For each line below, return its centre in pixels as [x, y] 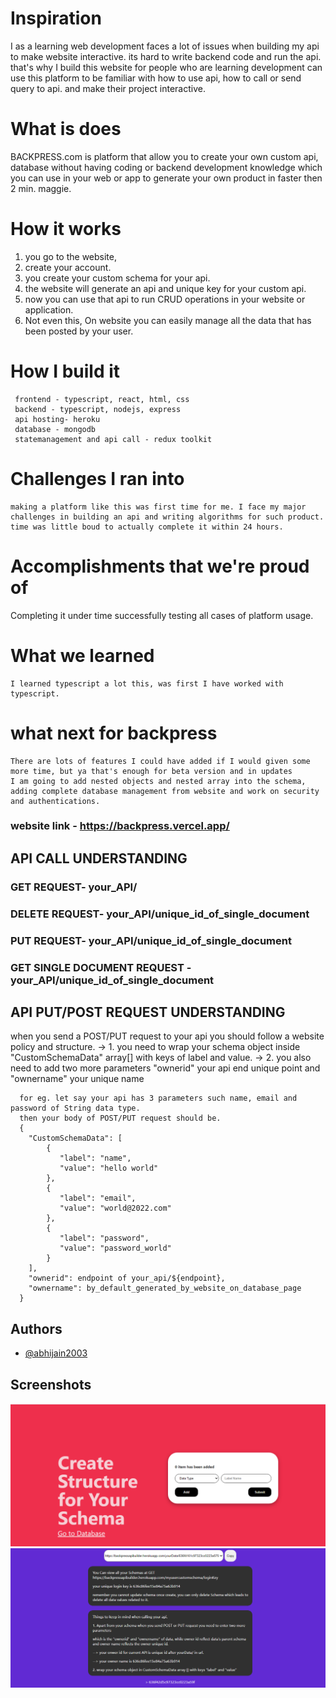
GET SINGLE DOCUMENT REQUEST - [101, 967]
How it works [66, 229]
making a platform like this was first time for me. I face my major [158, 507]
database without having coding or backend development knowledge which [166, 167]
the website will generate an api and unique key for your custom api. [165, 288]
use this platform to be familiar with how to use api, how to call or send [156, 78]
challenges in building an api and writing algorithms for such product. [167, 517]
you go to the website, [71, 256]
